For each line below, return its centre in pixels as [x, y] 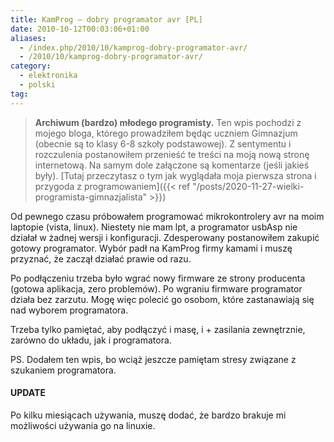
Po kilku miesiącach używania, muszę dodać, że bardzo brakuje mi [148, 415]
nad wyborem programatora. [69, 310]
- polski [37, 85]
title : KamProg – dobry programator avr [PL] [106, 19]
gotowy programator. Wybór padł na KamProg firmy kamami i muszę [151, 248]
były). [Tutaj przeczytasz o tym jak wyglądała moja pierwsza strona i [175, 175]
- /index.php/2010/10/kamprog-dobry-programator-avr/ [133, 47]
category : [31, 66]
